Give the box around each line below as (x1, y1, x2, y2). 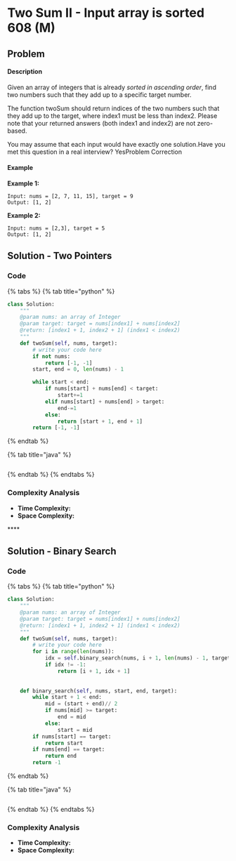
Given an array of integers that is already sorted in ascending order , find (7, 83, 216, 91)
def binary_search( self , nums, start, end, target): (20, 687, 178, 695)
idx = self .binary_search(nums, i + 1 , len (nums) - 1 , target (44, 655, 231, 662)
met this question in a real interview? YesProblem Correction (7, 147, 183, 156)
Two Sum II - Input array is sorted (7, 5, 205, 21)
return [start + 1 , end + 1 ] (57, 418, 143, 425)
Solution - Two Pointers (7, 250, 112, 262)
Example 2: (7, 211, 41, 219)
